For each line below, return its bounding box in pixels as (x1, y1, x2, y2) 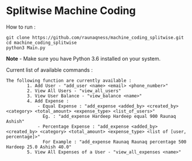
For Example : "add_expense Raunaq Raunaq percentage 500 (43, 139, 187, 145)
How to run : (6, 23, 36, 30)
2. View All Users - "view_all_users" (27, 87, 121, 94)
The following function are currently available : (6, 78, 132, 83)
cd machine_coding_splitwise (6, 40, 77, 45)
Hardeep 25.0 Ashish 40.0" (6, 144, 72, 150)
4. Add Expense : (27, 98, 69, 104)
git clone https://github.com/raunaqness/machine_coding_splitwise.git (6, 34, 184, 40)
